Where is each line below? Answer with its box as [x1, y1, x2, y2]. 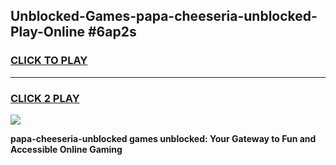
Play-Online [10, 24, 85, 41]
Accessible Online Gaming [10, 143, 123, 155]
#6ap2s [87, 24, 137, 41]
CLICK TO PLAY [10, 54, 88, 68]
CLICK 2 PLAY [10, 91, 80, 105]
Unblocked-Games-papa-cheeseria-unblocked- [10, 8, 318, 25]
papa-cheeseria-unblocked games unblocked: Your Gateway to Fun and [10, 132, 317, 144]
